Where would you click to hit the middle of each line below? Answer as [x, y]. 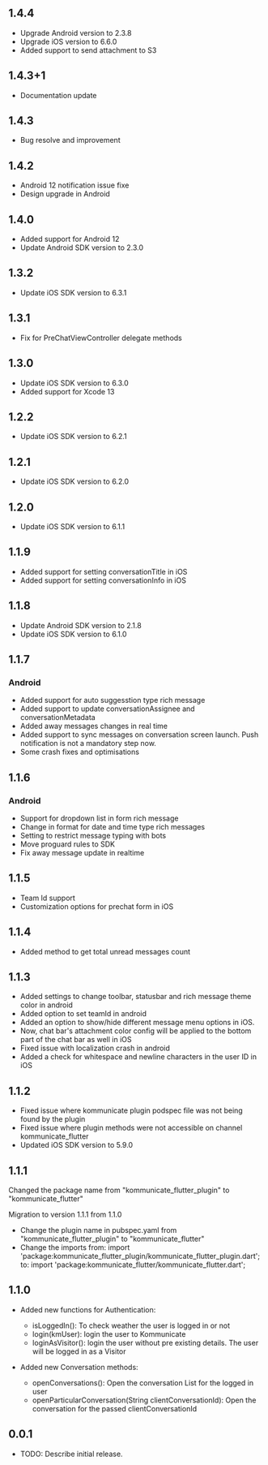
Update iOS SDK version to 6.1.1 [72, 526]
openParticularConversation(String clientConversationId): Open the [144, 1400]
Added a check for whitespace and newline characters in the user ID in [138, 1057]
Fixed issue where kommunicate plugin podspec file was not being [131, 1110]
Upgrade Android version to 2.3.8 [76, 32]
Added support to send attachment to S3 [88, 50]
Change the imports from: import [75, 1247]
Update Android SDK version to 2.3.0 [82, 248]
